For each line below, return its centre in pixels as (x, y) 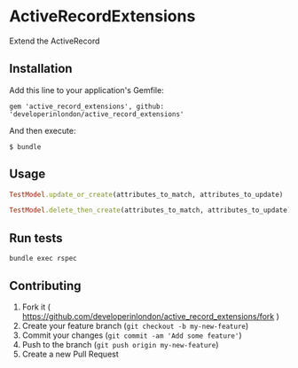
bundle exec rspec (43, 259)
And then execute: (43, 130)
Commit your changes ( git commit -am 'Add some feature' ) (132, 335)
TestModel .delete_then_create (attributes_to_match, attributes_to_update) (150, 210)
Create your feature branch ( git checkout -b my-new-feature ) (135, 325)
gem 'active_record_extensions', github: (87, 106)
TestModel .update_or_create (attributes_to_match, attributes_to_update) (146, 194)
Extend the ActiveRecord (55, 41)
